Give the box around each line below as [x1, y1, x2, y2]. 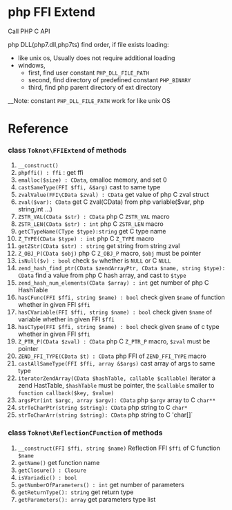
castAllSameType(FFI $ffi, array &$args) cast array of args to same [17, 359, 215, 368]
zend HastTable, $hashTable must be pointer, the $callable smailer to [17, 381, 215, 390]
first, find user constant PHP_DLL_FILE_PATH [28, 68, 149, 77]
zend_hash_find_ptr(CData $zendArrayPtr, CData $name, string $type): [17, 265, 226, 272]
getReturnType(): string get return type [17, 488, 134, 496]
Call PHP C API [8, 27, 50, 35]
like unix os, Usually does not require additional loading [17, 53, 175, 62]
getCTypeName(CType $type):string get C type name [17, 227, 166, 236]
